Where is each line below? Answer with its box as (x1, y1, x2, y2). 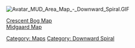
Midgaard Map (6, 24, 42, 30)
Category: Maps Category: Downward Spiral (6, 35, 115, 41)
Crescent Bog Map (6, 17, 52, 24)
